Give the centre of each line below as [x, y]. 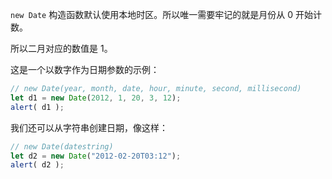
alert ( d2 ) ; [37, 165]
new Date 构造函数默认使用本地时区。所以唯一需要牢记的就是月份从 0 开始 [161, 14]
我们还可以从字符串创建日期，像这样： [89, 127]
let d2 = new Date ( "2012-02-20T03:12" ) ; [96, 156]
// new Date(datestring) [62, 146]
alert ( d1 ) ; [37, 107]
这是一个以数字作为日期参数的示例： [85, 69]
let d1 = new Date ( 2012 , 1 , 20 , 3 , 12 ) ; [96, 98]
